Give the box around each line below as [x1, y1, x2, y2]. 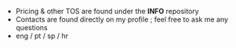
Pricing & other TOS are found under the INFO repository [15, 7, 199, 15]
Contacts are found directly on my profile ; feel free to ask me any [15, 15, 229, 24]
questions [15, 23, 49, 32]
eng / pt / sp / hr [15, 31, 69, 40]
